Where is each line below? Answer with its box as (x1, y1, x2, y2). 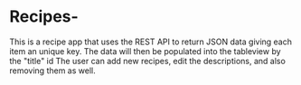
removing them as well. (9, 65, 97, 76)
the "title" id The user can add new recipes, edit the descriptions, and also (9, 55, 287, 66)
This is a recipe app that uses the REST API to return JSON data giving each (9, 36, 292, 47)
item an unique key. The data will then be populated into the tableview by (9, 45, 282, 56)
